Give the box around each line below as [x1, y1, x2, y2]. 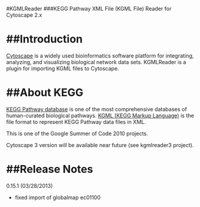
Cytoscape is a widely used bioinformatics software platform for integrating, [6, 52, 194, 59]
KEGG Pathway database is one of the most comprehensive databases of [6, 105, 187, 112]
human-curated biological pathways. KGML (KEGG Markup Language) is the [6, 112, 195, 119]
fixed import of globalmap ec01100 [14, 194, 101, 201]
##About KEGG [6, 86, 84, 99]
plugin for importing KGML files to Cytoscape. [6, 65, 120, 72]
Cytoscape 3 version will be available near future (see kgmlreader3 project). [6, 141, 194, 148]
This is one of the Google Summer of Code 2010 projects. [6, 130, 149, 137]
